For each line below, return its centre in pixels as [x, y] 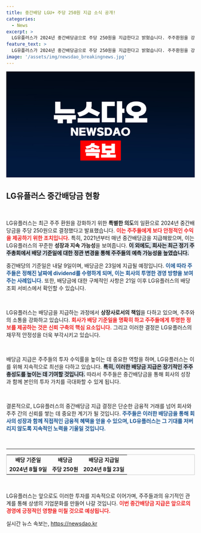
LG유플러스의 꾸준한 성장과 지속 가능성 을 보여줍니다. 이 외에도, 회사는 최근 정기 [97, 246]
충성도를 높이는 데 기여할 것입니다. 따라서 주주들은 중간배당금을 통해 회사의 [93, 374]
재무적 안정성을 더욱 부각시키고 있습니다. [53, 335]
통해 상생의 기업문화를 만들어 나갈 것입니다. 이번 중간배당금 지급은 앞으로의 [104, 503]
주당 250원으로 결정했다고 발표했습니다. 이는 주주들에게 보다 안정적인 [102, 231]
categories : [21, 19]
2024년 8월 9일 [28, 470]
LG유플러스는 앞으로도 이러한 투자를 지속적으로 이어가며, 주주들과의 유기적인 [95, 496]
